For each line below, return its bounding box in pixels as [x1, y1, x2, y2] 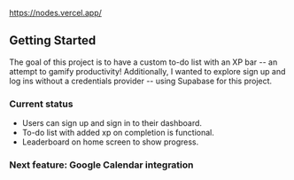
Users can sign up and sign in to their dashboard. [21, 118, 202, 129]
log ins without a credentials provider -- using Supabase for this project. [9, 75, 273, 86]
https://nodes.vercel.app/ [9, 8, 102, 18]
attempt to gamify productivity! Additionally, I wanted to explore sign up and [9, 66, 286, 76]
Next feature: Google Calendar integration [9, 159, 194, 171]
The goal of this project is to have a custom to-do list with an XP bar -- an [9, 57, 278, 67]
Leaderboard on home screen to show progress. [21, 137, 199, 147]
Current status [9, 98, 73, 110]
